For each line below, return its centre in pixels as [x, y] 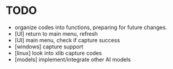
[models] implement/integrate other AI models [72, 59]
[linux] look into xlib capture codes [58, 53]
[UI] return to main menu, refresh [56, 33]
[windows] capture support [49, 47]
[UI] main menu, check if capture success [67, 40]
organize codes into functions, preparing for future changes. [91, 27]
